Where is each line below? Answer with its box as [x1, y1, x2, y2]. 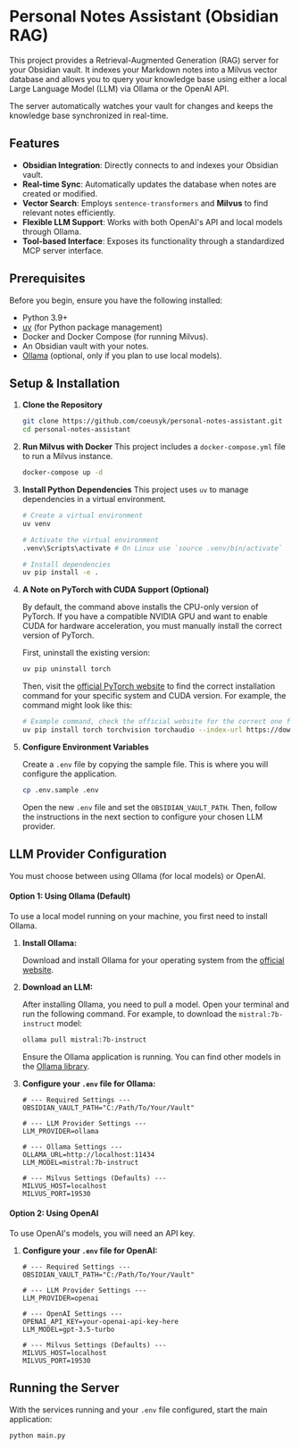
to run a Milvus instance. [21, 451, 113, 462]
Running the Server [9, 1380, 120, 1395]
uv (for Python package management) [21, 322, 163, 332]
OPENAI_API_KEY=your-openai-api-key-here [21, 1317, 179, 1326]
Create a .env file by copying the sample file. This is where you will [21, 758, 269, 769]
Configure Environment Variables [21, 741, 149, 752]
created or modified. [21, 188, 98, 198]
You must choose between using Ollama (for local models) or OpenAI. [9, 870, 266, 881]
